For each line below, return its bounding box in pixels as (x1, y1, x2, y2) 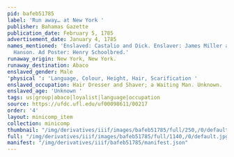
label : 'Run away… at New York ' (7, 17, 104, 24)
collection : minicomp (7, 119, 70, 127)
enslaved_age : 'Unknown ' (7, 88, 82, 94)
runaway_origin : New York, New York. (7, 56, 117, 63)
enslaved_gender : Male (7, 68, 73, 75)
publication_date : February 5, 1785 (7, 29, 114, 37)
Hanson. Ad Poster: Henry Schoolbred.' (13, 49, 130, 56)
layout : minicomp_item (7, 113, 73, 120)
